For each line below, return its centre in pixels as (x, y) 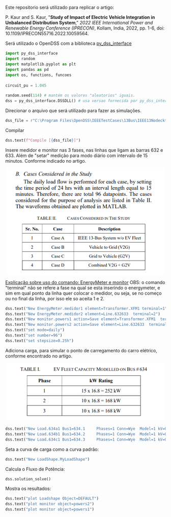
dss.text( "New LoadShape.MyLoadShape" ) (48, 459)
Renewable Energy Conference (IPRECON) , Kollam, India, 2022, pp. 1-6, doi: (85, 28)
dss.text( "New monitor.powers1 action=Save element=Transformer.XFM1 (81, 319)
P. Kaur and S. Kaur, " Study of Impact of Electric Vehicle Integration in (80, 17)
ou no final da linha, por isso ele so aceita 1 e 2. (55, 298)
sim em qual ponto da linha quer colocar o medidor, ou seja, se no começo (83, 293)
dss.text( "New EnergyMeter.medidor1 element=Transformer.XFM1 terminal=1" (86, 308)
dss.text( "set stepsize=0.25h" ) (39, 341)
